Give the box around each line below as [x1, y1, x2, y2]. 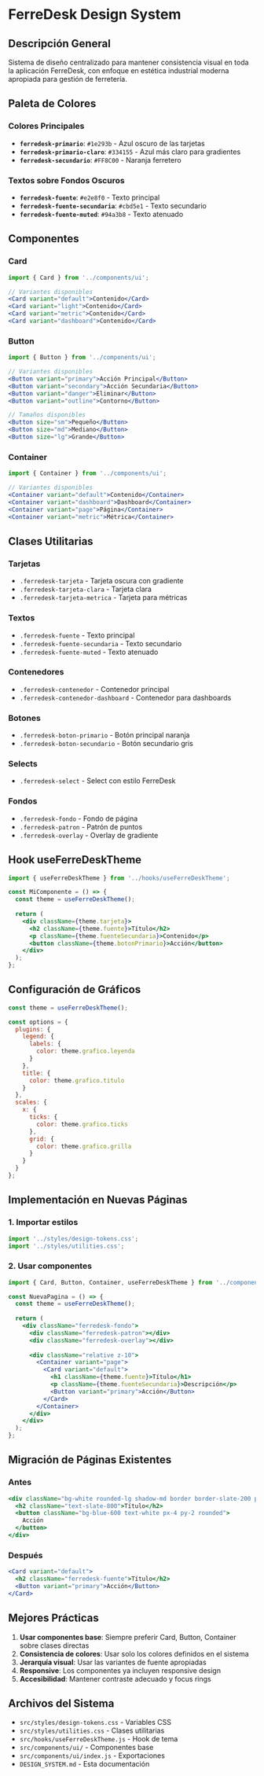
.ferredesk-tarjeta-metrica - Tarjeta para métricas [19, 593, 188, 602]
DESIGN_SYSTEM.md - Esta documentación [19, 1759, 150, 1769]
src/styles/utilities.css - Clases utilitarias [19, 1726, 165, 1735]
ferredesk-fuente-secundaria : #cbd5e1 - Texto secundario [19, 200, 207, 210]
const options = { [8, 1018, 68, 1026]
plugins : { [15, 1025, 51, 1033]
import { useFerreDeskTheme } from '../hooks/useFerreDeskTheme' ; [8, 874, 230, 882]
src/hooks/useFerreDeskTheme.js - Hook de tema [19, 1734, 178, 1744]
